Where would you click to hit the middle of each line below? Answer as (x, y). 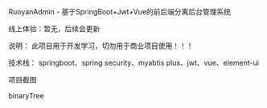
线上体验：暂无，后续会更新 (54, 29)
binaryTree (26, 96)
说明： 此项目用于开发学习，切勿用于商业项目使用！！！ (101, 46)
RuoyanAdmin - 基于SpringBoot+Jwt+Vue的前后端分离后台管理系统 (120, 12)
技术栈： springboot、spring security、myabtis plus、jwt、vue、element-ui (134, 63)
